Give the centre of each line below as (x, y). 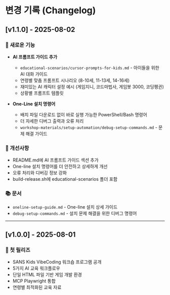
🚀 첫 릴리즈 (18, 250)
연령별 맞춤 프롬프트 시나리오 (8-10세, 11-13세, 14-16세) (75, 80)
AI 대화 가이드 (34, 74)
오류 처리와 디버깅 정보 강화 (40, 173)
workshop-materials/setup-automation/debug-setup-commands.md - (89, 127)
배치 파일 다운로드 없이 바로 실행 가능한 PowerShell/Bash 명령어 (84, 114)
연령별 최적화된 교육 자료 (37, 287)
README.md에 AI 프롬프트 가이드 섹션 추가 (55, 160)
